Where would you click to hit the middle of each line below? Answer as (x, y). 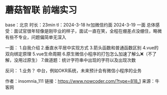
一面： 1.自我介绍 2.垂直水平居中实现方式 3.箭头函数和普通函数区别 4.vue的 (82, 47)
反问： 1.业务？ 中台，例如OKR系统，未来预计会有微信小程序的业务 (73, 70)
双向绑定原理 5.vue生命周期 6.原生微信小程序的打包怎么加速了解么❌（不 (79, 54)
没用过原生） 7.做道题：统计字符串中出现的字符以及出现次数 (75, 60)
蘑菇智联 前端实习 (41, 10)
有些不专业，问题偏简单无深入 (36, 37)
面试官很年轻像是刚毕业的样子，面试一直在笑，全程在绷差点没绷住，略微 (88, 31)
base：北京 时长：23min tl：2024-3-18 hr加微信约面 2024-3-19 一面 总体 (80, 25)
